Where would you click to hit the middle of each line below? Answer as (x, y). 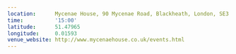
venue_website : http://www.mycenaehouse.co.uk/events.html (96, 40)
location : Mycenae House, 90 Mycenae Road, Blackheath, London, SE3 (118, 14)
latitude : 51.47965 (44, 27)
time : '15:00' (42, 20)
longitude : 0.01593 (42, 33)
